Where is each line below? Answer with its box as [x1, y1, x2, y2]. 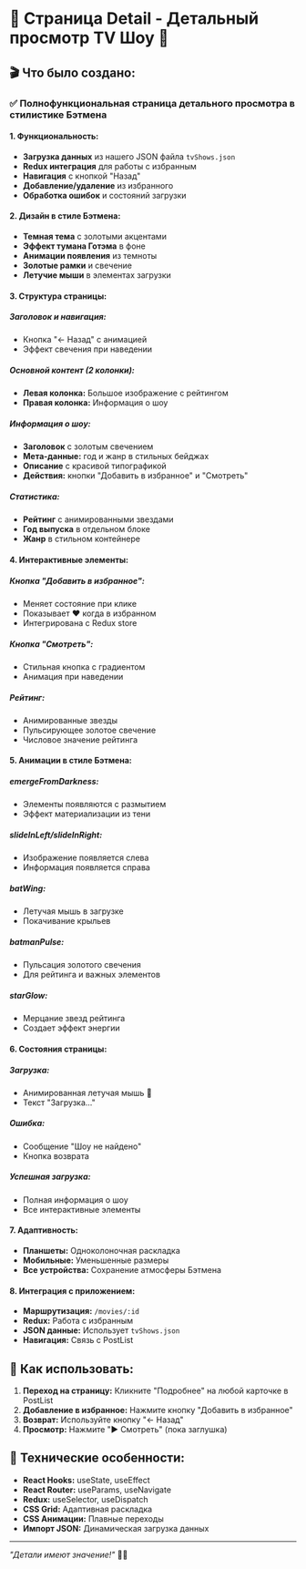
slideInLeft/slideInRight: [9, 829, 103, 841]
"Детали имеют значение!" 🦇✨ [9, 1549, 128, 1560]
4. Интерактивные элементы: [9, 554, 129, 565]
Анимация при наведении [22, 671, 124, 682]
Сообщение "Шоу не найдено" [22, 1141, 142, 1152]
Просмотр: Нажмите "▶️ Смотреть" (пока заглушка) [22, 1424, 228, 1435]
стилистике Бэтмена [9, 108, 107, 121]
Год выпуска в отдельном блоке [22, 524, 150, 535]
